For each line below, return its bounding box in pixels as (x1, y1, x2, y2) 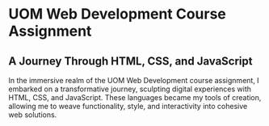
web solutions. (8, 110, 57, 120)
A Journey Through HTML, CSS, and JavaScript (8, 54, 253, 68)
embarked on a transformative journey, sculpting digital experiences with (8, 84, 252, 94)
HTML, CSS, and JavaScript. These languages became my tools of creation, (8, 93, 262, 102)
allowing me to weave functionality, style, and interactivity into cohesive (8, 102, 248, 111)
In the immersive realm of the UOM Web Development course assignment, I (8, 76, 260, 85)
